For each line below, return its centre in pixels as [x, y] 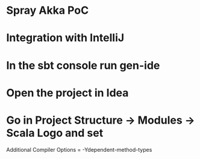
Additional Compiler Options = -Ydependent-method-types [79, 149]
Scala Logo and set [55, 133]
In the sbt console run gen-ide [83, 65]
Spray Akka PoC [48, 10]
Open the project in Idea [67, 93]
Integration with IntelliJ [65, 38]
